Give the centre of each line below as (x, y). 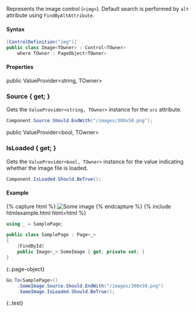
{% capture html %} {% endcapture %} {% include (89, 206)
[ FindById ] (31, 246)
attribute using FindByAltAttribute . (50, 15)
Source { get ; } (28, 96)
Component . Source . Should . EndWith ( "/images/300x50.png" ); (80, 121)
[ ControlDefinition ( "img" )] (42, 42)
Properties (20, 67)
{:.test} (15, 303)
